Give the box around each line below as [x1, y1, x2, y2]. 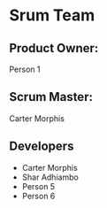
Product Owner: [9, 41, 99, 56]
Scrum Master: [9, 89, 93, 104]
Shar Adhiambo [21, 172, 80, 182]
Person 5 [21, 181, 56, 191]
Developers [9, 139, 74, 154]
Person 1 [9, 64, 41, 74]
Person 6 [21, 190, 56, 201]
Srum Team [9, 5, 96, 26]
